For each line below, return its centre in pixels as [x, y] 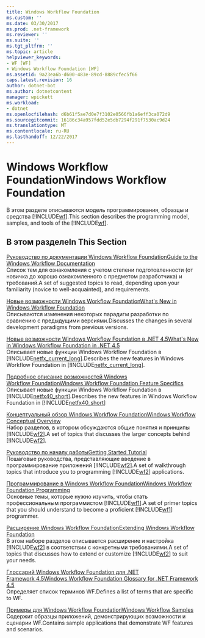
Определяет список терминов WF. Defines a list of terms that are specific [100, 591]
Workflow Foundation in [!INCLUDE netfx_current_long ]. [76, 364]
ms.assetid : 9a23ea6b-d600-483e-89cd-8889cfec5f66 [72, 74]
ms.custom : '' [24, 18]
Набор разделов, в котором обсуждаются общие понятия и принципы [98, 427]
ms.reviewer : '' [27, 35]
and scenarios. [25, 629]
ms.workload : [23, 103]
